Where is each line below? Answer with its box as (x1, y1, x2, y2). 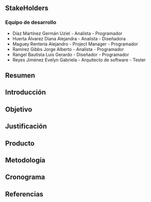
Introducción (5, 88, 46, 97)
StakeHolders (5, 4, 49, 12)
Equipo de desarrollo (5, 19, 56, 26)
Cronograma (5, 173, 45, 182)
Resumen (5, 71, 35, 80)
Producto (5, 139, 35, 148)
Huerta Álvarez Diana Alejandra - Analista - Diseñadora (12, 35, 126, 41)
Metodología (5, 156, 46, 165)
